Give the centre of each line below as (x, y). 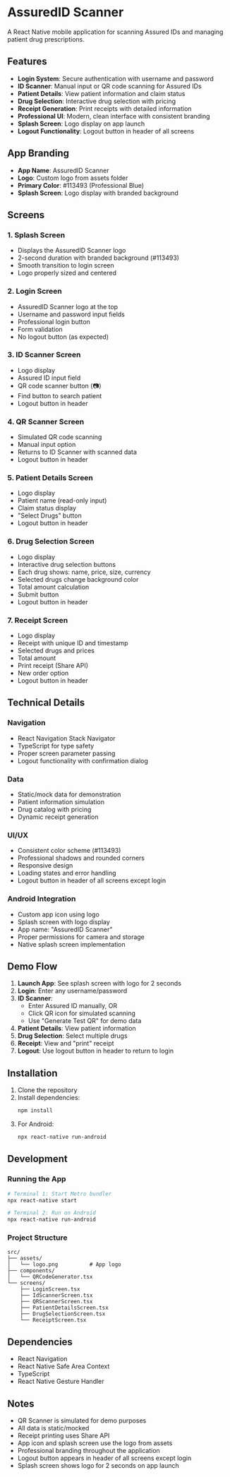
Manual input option (47, 445)
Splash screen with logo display (64, 921)
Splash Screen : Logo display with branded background (98, 193)
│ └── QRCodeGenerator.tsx (50, 1277)
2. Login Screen (35, 292)
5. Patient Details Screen (50, 478)
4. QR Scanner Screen (46, 421)
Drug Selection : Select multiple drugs (73, 1036)
